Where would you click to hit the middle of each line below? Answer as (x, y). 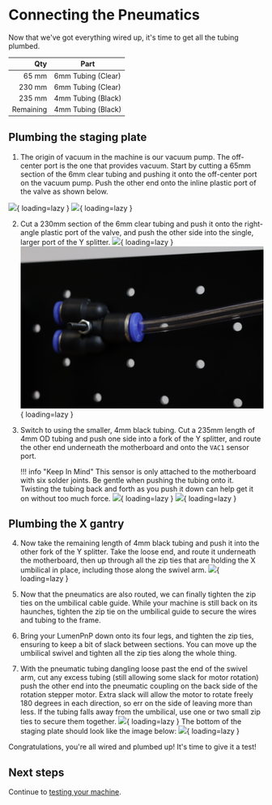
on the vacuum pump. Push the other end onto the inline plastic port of (138, 182)
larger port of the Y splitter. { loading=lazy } (97, 242)
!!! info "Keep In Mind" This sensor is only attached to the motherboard (138, 471)
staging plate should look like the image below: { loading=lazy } (130, 731)
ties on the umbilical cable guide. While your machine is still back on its (138, 603)
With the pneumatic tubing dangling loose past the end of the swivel (134, 669)
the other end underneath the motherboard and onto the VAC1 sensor (134, 447)
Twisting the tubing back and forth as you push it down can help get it (136, 489)
